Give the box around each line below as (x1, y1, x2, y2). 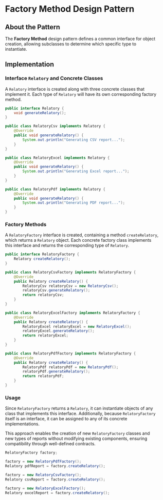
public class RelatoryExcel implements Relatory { (5, 155, 110, 160)
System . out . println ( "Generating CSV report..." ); (22, 137, 125, 142)
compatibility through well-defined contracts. (5, 441, 96, 447)
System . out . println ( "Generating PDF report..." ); (22, 200, 125, 206)
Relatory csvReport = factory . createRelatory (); (5, 477, 106, 482)
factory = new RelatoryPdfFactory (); (5, 459, 82, 464)
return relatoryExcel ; (22, 333, 69, 338)
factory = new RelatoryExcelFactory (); (5, 486, 86, 491)
